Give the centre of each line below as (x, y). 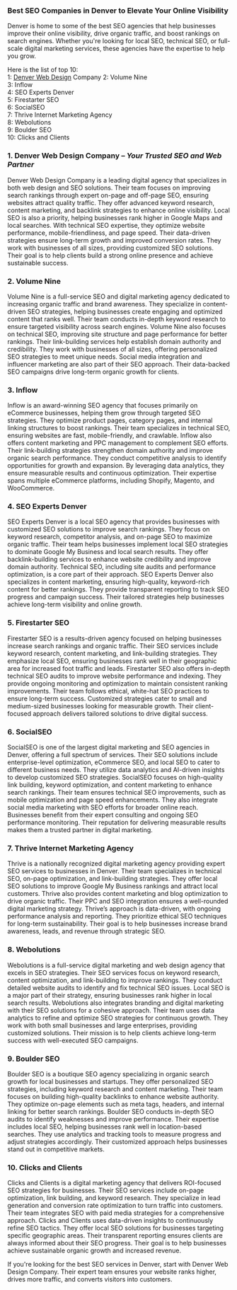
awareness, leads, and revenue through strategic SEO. (87, 931)
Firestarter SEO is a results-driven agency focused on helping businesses (115, 638)
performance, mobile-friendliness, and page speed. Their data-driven (109, 233)
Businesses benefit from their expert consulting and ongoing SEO (103, 815)
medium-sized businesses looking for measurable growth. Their (100, 706)
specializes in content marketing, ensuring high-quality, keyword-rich (109, 582)
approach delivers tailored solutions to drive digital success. (121, 713)
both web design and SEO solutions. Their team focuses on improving (109, 188)
